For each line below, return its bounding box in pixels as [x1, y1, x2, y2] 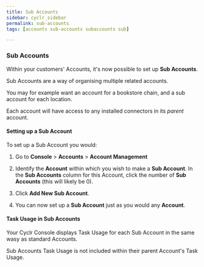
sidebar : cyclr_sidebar [6, 15, 67, 21]
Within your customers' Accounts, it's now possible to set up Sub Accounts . [6, 65, 198, 73]
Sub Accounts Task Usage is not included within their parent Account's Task [6, 247, 198, 254]
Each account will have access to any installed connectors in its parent [6, 107, 184, 115]
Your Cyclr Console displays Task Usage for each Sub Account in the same [6, 229, 195, 236]
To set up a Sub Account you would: [6, 141, 97, 148]
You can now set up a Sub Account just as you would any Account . [15, 201, 186, 208]
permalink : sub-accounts [6, 20, 69, 26]
